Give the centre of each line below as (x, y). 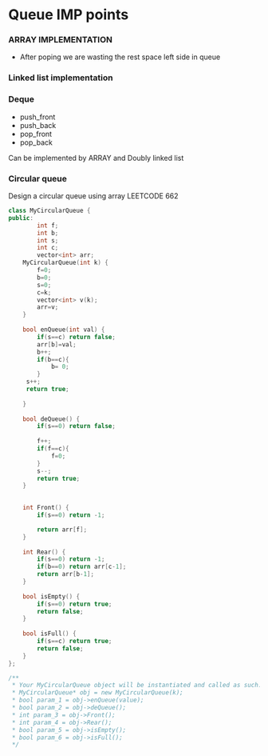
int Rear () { (44, 552)
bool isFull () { (50, 634)
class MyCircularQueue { (49, 210)
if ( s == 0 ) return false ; (76, 426)
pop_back (36, 142)
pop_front (36, 134)
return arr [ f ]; (62, 530)
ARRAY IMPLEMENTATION (61, 40)
